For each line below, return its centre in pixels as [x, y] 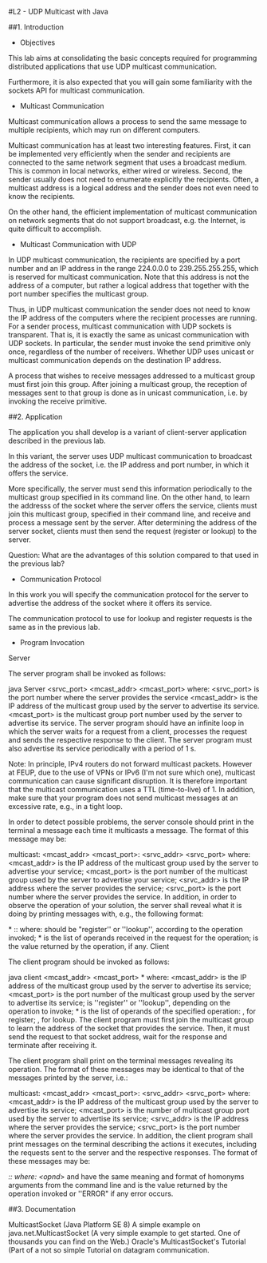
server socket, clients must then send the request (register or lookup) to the [133, 531]
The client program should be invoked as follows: [89, 962]
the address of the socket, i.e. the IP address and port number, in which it [129, 464]
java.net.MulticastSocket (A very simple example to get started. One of [124, 1233]
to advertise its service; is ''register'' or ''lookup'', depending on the [120, 1003]
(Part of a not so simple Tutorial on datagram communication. [109, 1250]
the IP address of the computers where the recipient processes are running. [133, 318]
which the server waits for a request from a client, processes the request [128, 731]
